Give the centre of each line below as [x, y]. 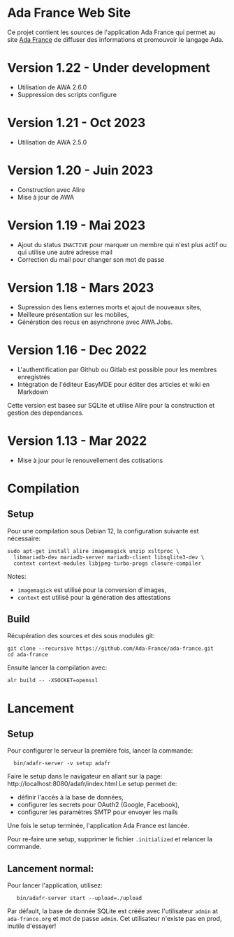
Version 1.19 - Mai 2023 [76, 225]
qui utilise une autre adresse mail [65, 252]
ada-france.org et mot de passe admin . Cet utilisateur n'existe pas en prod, [115, 919]
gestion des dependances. [45, 413]
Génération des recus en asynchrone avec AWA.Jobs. [95, 322]
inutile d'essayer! [32, 926]
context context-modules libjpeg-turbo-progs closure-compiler [107, 563]
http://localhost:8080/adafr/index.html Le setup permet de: [92, 784]
